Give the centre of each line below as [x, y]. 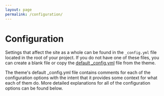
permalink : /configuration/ [34, 14]
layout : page [19, 10]
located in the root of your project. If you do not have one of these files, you [82, 58]
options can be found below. [34, 88]
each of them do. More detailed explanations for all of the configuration [78, 83]
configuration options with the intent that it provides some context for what [81, 78]
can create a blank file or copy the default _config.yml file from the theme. [81, 63]
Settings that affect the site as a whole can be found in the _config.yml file [81, 52]
